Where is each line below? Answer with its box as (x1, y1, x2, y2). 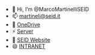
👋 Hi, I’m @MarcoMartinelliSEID (11, 6, 90, 13)
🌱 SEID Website (11, 36, 51, 43)
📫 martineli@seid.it (11, 13, 61, 19)
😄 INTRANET (11, 42, 46, 50)
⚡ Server (11, 27, 34, 35)
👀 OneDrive (11, 21, 41, 28)
